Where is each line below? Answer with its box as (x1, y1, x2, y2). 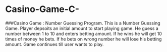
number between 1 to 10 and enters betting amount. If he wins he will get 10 (5, 30, 162, 36)
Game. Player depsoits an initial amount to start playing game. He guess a (5, 25, 159, 31)
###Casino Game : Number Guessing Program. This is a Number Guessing (5, 20, 160, 26)
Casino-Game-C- (5, 3, 80, 15)
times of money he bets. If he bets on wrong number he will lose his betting (5, 36, 162, 42)
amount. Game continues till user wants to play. (5, 41, 104, 47)
